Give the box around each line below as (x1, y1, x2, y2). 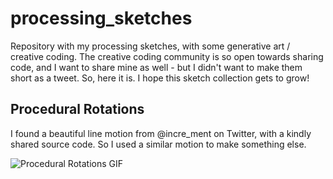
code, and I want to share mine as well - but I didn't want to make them (10, 61, 303, 73)
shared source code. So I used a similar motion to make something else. (10, 138, 307, 150)
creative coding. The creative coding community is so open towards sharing (10, 50, 324, 62)
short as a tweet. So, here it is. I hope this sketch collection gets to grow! (10, 72, 310, 84)
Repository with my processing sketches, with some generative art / (10, 40, 291, 52)
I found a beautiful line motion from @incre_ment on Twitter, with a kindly (10, 127, 312, 139)
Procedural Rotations (10, 101, 145, 118)
